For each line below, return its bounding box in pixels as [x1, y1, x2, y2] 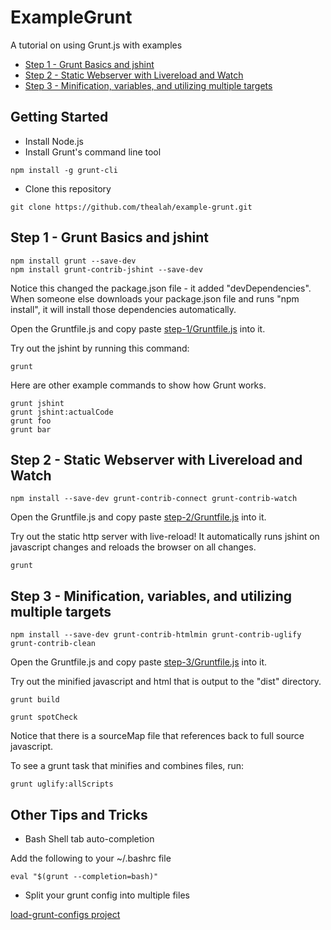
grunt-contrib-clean [10, 639, 97, 649]
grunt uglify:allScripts [10, 779, 114, 790]
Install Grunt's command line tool [24, 146, 162, 158]
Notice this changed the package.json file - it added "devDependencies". [10, 282, 312, 294]
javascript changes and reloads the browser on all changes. [10, 541, 257, 553]
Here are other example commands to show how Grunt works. [10, 379, 267, 391]
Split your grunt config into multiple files [24, 889, 190, 901]
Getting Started [10, 109, 109, 126]
